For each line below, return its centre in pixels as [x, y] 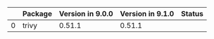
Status [192, 14]
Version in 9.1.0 [147, 14]
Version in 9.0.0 [86, 14]
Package [37, 14]
